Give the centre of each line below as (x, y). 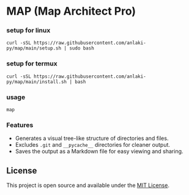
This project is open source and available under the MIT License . (88, 185)
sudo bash (82, 48)
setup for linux (28, 31)
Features (20, 125)
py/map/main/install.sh (37, 82)
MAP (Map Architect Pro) (71, 11)
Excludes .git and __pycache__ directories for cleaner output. (92, 145)
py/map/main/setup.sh (34, 48)
